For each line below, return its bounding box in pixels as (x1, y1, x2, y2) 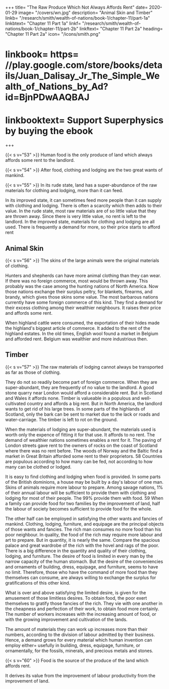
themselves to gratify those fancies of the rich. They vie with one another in (5, 600, 163, 606)
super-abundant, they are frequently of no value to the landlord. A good (5, 384, 154, 390)
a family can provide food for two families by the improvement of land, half (5, 500, 160, 506)
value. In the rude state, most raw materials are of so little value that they (5, 208, 157, 214)
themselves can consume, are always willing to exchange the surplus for (5, 575, 156, 581)
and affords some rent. (5, 310, 53, 316)
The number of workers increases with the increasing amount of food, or (5, 611, 156, 617)
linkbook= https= (5, 49, 79, 60)
